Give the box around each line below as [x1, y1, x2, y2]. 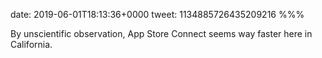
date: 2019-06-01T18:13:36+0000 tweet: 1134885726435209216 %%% [10, 9, 305, 20]
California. [10, 39, 53, 50]
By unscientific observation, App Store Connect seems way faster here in [10, 28, 313, 39]
